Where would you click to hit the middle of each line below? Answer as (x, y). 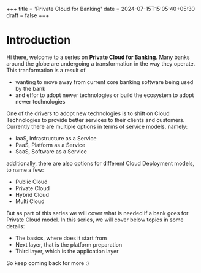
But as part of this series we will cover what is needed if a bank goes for (97, 213)
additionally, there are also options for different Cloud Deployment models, (100, 163)
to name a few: (25, 170)
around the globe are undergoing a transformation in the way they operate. (101, 63)
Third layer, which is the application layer (67, 251)
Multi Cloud (30, 201)
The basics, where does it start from (61, 238)
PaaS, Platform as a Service (50, 145)
